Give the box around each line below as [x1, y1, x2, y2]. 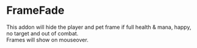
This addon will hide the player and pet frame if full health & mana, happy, [6, 23, 192, 31]
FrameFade [6, 4, 65, 17]
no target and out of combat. [6, 29, 79, 37]
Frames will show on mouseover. [6, 36, 88, 43]
